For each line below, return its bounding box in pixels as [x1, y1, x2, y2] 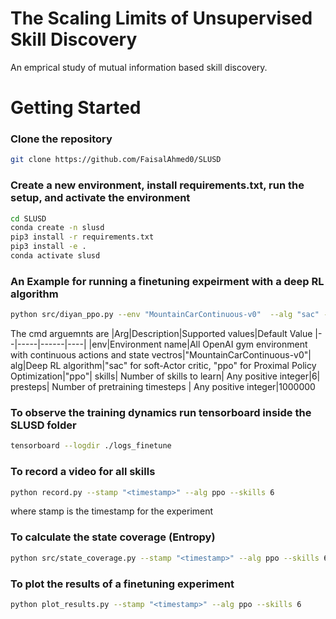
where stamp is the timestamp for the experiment [10, 505, 214, 517]
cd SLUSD [10, 213, 47, 224]
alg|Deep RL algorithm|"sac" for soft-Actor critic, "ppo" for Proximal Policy [10, 360, 317, 372]
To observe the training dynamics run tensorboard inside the [10, 406, 312, 420]
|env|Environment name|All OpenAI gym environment [88, 338, 308, 351]
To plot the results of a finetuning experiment [10, 577, 235, 591]
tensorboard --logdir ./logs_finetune [10, 441, 172, 451]
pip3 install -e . [10, 242, 87, 252]
